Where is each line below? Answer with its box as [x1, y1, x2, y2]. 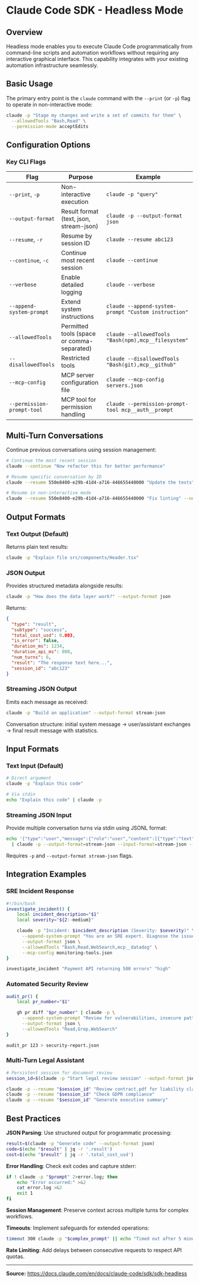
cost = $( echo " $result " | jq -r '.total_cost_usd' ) [6, 1151, 134, 1157]
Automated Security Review [6, 980, 89, 988]
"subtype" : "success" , [11, 626, 68, 633]
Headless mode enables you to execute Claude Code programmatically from [6, 43, 192, 50]
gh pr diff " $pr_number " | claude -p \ [17, 1010, 115, 1016]
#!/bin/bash [6, 900, 36, 907]
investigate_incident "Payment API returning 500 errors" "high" [6, 966, 171, 972]
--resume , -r [9, 235, 43, 244]
